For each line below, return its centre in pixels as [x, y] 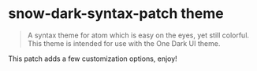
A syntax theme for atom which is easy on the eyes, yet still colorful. [138, 35]
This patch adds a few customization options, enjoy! [93, 59]
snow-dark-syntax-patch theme [116, 14]
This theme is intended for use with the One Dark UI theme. [124, 43]
